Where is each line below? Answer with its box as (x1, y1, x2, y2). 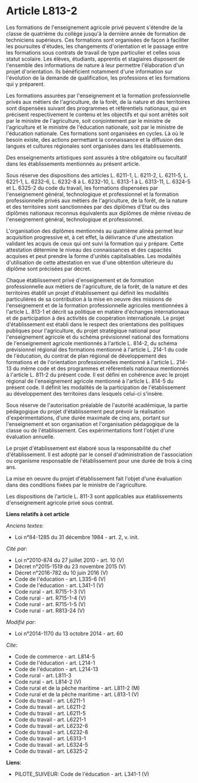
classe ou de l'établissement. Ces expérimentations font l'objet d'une (6, 426, 174, 434)
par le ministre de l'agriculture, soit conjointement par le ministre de (6, 117, 171, 124)
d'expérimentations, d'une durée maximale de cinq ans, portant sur (6, 414, 170, 421)
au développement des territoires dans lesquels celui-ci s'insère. (6, 390, 164, 397)
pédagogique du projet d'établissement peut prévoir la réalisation (6, 408, 165, 415)
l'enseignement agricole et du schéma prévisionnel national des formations (6, 333, 189, 340)
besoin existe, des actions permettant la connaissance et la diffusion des (6, 136, 184, 143)
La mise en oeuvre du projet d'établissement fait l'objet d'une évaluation (6, 475, 182, 482)
